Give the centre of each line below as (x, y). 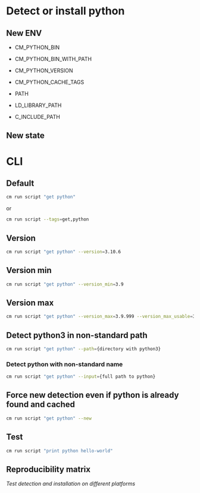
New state (25, 136)
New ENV (24, 33)
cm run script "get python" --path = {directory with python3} (84, 349)
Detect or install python (65, 11)
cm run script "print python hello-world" (60, 451)
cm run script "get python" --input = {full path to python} (81, 377)
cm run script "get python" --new (49, 418)
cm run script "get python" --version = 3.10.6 (63, 252)
